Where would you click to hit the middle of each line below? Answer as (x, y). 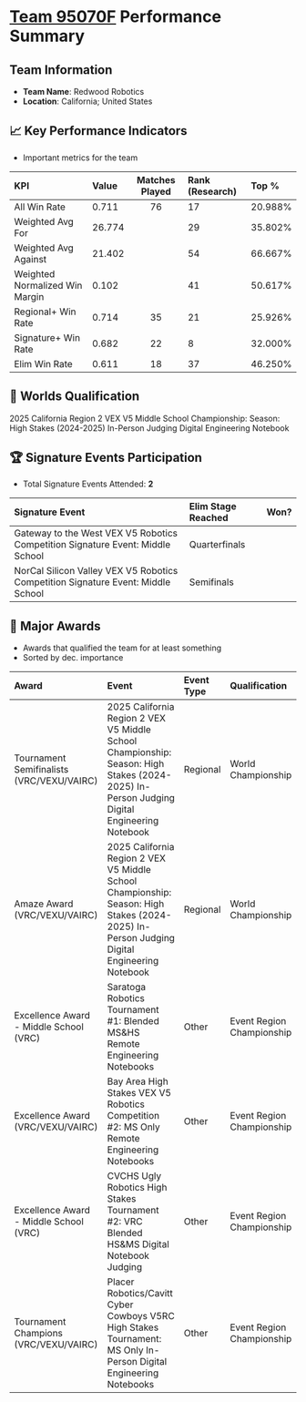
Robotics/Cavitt (140, 1294)
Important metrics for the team (80, 158)
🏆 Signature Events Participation (106, 458)
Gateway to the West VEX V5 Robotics (96, 533)
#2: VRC (125, 1222)
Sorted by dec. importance (73, 658)
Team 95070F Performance (115, 17)
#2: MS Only (134, 1127)
